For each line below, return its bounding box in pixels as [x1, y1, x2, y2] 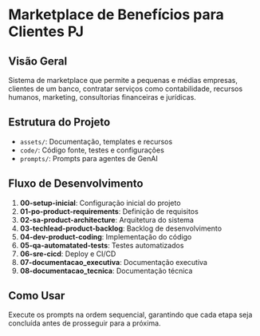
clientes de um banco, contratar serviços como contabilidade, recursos [8, 84, 243, 93]
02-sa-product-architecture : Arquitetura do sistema [19, 215, 194, 224]
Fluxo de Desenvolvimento [8, 177, 144, 191]
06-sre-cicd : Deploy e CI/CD [19, 249, 116, 259]
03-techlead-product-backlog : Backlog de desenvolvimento [19, 223, 222, 233]
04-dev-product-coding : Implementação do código [19, 231, 192, 241]
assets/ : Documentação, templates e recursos [19, 136, 173, 146]
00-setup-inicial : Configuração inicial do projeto [19, 198, 181, 208]
